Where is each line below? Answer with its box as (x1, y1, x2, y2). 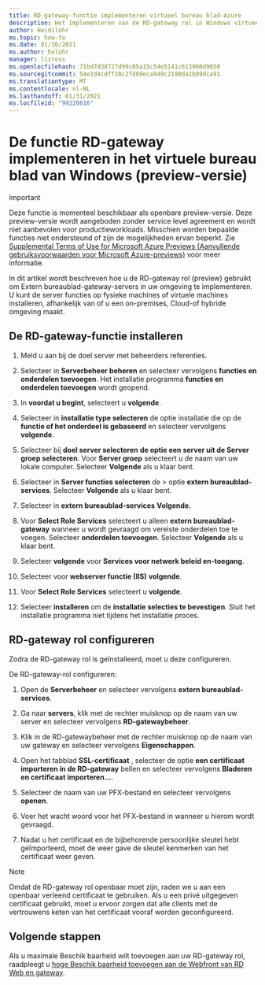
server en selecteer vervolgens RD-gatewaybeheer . (20, 717, 191, 726)
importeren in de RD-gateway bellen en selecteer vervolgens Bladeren (20, 764, 252, 773)
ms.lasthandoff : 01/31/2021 (9, 92, 101, 100)
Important (9, 193, 41, 202)
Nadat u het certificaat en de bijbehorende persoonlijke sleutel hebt (20, 835, 239, 844)
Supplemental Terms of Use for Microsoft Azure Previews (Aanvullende (9, 242, 241, 251)
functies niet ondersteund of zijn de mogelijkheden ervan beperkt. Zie (9, 233, 235, 243)
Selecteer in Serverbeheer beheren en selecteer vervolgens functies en (20, 365, 257, 375)
